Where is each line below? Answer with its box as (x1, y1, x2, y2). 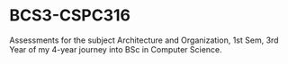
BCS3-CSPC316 (9, 5, 130, 26)
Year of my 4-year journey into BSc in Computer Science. (9, 44, 222, 54)
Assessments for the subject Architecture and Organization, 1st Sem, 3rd (9, 35, 279, 45)
